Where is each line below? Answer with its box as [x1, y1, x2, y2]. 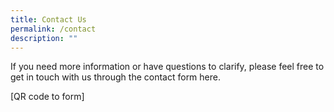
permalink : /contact [10, 24, 97, 34]
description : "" [10, 33, 78, 43]
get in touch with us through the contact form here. [10, 71, 221, 83]
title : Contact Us [10, 14, 87, 25]
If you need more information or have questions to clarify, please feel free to [10, 61, 325, 73]
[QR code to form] [10, 91, 85, 103]
